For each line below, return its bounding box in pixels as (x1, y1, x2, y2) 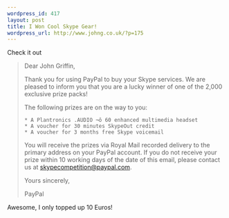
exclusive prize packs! (24, 90, 88, 98)
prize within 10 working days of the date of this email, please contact (24, 156, 220, 164)
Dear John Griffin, (24, 62, 75, 70)
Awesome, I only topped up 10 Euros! (7, 203, 113, 212)
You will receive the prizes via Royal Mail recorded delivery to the (24, 141, 210, 149)
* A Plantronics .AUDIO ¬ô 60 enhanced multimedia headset (24, 117, 199, 124)
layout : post (7, 17, 45, 24)
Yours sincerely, (24, 176, 71, 185)
